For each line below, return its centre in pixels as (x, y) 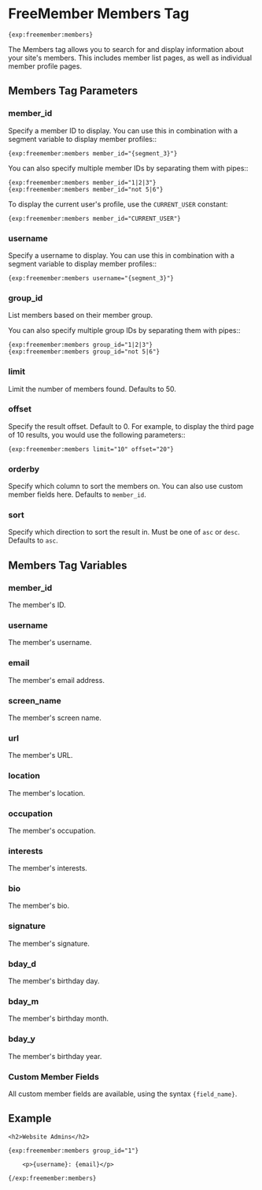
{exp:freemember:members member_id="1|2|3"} (82, 182)
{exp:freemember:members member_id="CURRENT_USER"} (94, 218)
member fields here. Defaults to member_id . (77, 494)
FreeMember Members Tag (99, 14)
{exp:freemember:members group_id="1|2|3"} (81, 345)
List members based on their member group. (81, 315)
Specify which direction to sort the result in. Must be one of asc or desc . (124, 532)
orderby (24, 468)
